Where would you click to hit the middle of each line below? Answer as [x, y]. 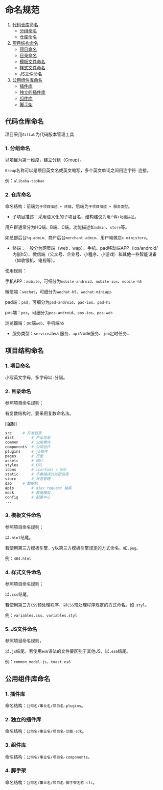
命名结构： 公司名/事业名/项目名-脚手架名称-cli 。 [51, 782]
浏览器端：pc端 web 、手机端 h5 [35, 323]
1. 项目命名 [18, 366]
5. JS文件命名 [21, 629]
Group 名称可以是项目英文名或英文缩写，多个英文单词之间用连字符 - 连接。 [78, 171]
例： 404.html [18, 558]
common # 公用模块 [28, 442]
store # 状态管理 [28, 479]
